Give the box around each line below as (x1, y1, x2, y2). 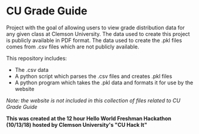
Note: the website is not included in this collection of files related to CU (6, 97, 181, 104)
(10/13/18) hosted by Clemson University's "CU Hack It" (6, 121, 148, 128)
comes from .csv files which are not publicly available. (6, 43, 139, 50)
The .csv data (14, 66, 49, 73)
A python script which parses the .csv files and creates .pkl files (14, 72, 173, 80)
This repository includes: (6, 54, 67, 62)
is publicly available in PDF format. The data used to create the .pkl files (6, 36, 182, 44)
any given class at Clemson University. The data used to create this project (6, 30, 190, 37)
